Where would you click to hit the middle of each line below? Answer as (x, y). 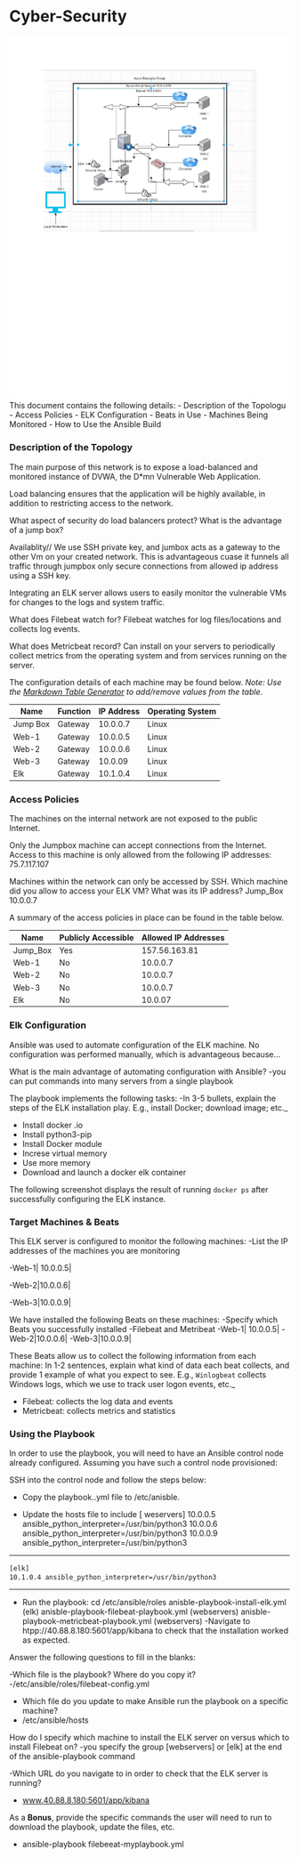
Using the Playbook (52, 1434)
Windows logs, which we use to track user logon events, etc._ (122, 1385)
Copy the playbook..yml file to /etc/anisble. (101, 1498)
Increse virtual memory (65, 1153)
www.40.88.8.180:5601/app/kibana (85, 1800)
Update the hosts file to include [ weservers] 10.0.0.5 (119, 1515)
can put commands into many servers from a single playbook (121, 1081)
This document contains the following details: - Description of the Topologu (148, 406)
